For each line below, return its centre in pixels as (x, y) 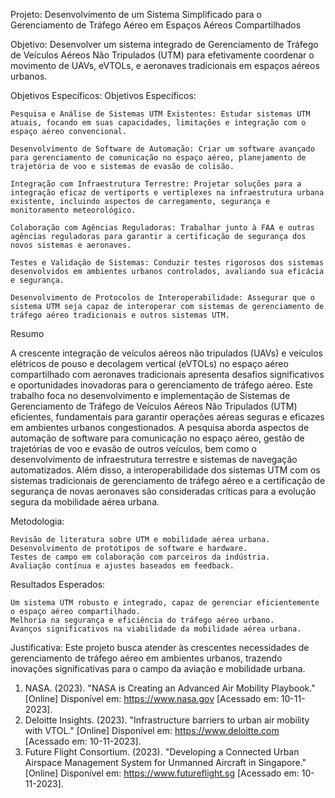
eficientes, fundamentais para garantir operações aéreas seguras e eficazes (167, 417)
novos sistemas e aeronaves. (71, 245)
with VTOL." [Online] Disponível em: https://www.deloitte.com (152, 730)
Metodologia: (37, 521)
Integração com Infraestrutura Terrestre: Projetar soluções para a (156, 184)
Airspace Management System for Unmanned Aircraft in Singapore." (165, 762)
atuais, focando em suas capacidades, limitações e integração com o (158, 123)
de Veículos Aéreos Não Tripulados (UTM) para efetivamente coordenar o (162, 55)
